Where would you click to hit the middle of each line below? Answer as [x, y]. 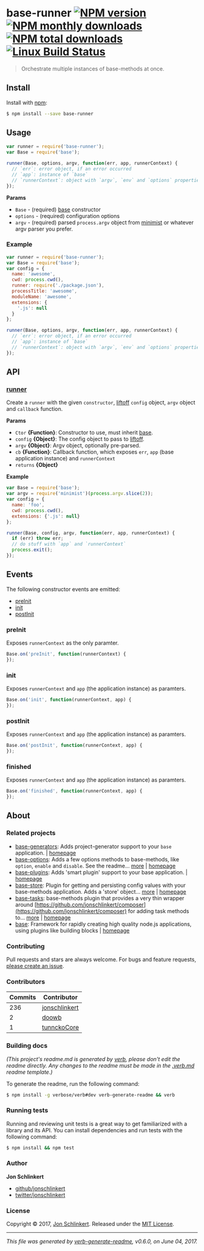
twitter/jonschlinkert [40, 1195]
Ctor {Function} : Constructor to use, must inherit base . [84, 433]
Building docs [27, 1046]
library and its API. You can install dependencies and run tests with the [94, 1130]
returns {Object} [37, 465]
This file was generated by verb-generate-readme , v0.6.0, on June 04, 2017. [102, 1241]
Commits [23, 997]
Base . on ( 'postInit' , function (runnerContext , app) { [74, 746]
